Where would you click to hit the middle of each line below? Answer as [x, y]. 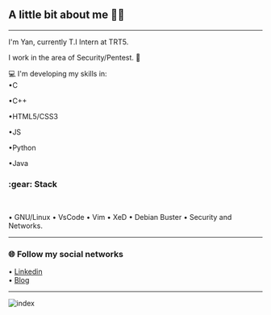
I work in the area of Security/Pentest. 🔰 [75, 57]
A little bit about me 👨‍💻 [67, 15]
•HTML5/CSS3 [33, 116]
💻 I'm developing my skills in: [58, 73]
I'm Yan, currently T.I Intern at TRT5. [69, 42]
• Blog [19, 280]
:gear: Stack [33, 184]
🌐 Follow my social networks [66, 255]
